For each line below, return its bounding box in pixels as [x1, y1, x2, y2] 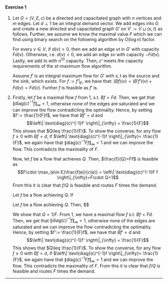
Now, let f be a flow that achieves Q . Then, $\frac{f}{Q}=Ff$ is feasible [12, 156, 158, 162]
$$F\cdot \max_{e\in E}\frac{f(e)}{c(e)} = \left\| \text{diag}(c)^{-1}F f [17, 169, 158, 175]
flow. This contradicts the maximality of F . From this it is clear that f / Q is [12, 263, 160, 269]
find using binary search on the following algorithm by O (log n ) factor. [12, 37, 156, 43]
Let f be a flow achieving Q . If [12, 192, 73, 198]
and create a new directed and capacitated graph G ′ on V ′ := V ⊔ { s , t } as [12, 26, 163, 32]
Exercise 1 [5, 4, 26, 10]
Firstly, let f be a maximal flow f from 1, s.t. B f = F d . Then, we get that [12, 94, 155, 100]
